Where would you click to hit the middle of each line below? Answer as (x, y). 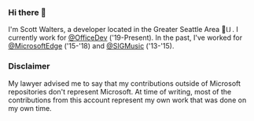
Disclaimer (29, 66)
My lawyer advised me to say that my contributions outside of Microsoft (125, 83)
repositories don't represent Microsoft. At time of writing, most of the (120, 91)
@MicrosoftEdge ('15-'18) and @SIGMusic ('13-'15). (91, 46)
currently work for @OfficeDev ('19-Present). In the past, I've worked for (125, 37)
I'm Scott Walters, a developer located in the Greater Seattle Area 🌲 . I (123, 30)
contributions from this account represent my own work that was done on (127, 100)
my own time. (30, 108)
